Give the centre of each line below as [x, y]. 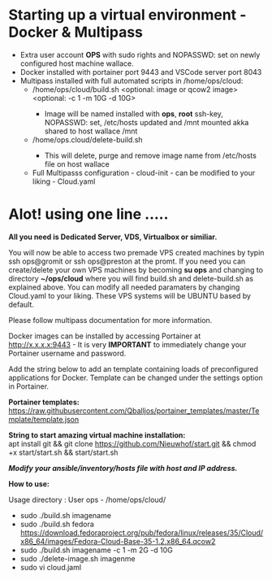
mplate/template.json [44, 419]
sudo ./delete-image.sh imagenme [78, 558]
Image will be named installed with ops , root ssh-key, [134, 113]
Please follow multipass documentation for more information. [110, 320]
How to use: [29, 484]
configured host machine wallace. [77, 63]
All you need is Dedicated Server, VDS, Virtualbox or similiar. [113, 237]
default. [22, 304]
